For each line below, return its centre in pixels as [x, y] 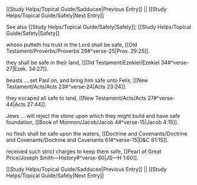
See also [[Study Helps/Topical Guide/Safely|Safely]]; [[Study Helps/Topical [98, 27]
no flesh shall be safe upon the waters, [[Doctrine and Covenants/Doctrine [97, 134]
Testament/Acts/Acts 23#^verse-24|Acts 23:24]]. [67, 87]
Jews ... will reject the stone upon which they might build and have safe [93, 116]
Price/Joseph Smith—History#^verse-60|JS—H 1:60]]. [72, 158]
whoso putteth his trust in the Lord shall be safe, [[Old [72, 45]
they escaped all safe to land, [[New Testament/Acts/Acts [76, 98]
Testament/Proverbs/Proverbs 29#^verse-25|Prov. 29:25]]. [78, 51]
